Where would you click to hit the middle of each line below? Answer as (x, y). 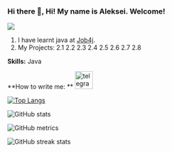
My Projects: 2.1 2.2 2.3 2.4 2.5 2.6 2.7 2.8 (80, 48)
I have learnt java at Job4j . (57, 40)
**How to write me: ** (40, 87)
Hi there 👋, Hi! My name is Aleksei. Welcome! (86, 11)
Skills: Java (25, 61)
